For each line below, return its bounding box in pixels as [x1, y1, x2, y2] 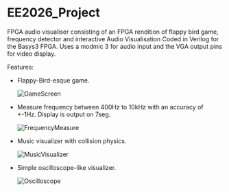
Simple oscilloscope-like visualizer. [16, 163, 117, 171]
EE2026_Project [7, 5, 101, 21]
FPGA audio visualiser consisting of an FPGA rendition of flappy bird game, [7, 28, 219, 36]
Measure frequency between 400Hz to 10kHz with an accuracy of [16, 103, 204, 111]
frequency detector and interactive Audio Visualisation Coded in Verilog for [7, 34, 219, 43]
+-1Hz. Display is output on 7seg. [16, 110, 111, 118]
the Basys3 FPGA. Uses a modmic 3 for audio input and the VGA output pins [7, 42, 223, 50]
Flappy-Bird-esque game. [16, 76, 90, 84]
